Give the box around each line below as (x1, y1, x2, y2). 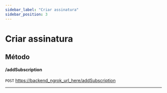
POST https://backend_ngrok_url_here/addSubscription (5, 78, 116, 84)
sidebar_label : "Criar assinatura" (5, 7, 79, 12)
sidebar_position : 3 (5, 12, 48, 17)
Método (5, 53, 30, 61)
